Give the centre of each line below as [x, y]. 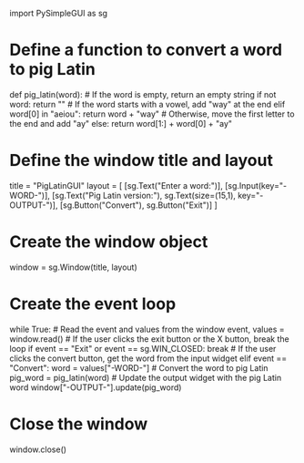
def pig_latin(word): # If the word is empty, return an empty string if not [143, 94]
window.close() [38, 449]
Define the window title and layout [141, 161]
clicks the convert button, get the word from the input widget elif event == [148, 358]
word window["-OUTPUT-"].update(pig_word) [96, 387]
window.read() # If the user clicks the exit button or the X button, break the [149, 339]
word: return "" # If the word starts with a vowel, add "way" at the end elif [147, 104]
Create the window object [109, 242]
